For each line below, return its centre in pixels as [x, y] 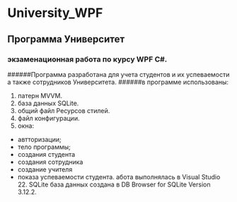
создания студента [46, 154]
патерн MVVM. [40, 95]
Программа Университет [66, 39]
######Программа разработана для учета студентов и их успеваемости [118, 74]
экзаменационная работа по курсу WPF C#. [87, 59]
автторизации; [39, 139]
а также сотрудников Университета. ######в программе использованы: [118, 82]
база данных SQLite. [48, 103]
